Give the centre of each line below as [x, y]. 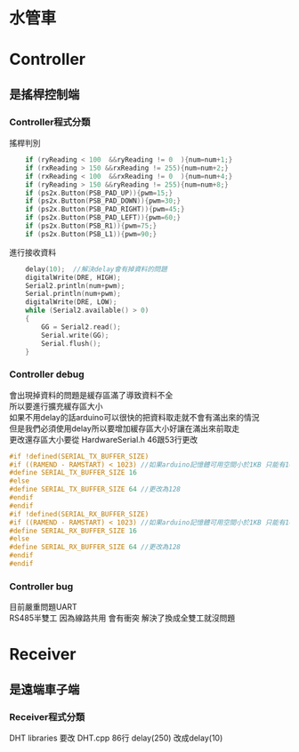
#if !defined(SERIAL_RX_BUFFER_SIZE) [79, 514]
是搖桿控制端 [44, 94]
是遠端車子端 [44, 689]
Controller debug [47, 374]
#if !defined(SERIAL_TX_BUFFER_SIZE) [79, 456]
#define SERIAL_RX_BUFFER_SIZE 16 [73, 531]
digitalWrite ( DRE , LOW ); [71, 302]
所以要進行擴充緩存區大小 [56, 406]
